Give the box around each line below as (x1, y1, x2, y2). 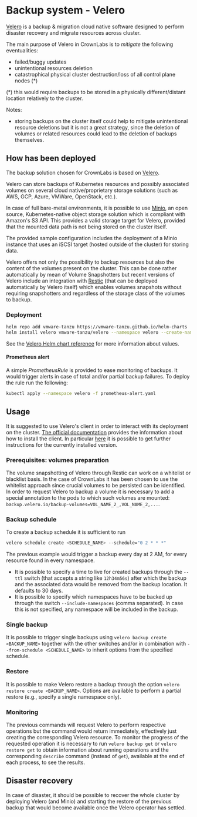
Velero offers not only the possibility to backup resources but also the (6, 258, 175, 265)
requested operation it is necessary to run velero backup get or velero (6, 740, 177, 748)
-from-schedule (6, 647, 43, 653)
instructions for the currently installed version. (6, 441, 118, 448)
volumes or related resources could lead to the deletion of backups (14, 130, 177, 137)
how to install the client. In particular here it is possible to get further (6, 435, 171, 442)
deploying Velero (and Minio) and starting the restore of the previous (6, 798, 172, 805)
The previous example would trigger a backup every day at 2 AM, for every (6, 551, 188, 558)
